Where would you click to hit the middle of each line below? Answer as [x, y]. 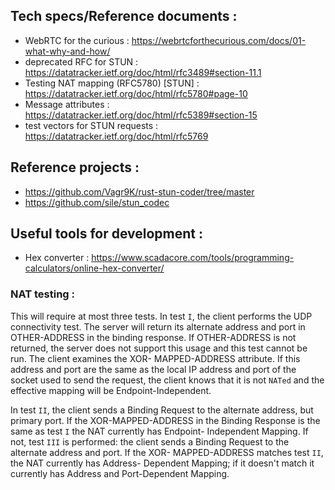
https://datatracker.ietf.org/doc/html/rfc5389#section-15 [141, 115]
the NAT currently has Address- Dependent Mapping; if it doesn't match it [162, 463]
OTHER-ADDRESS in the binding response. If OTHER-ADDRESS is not [153, 337]
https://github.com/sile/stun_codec [97, 202]
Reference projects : [75, 167]
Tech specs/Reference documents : [124, 16]
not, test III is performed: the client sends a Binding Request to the [150, 441]
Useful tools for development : [107, 234]
